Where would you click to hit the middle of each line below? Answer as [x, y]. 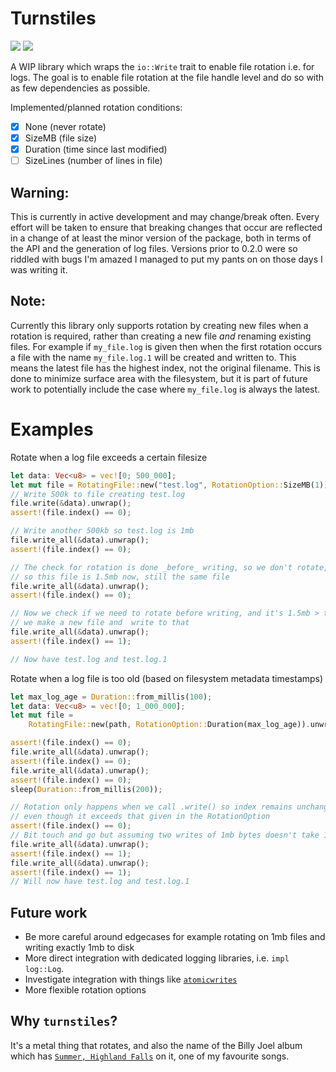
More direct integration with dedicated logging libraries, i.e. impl [157, 958]
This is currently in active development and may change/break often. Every [165, 216]
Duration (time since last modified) [96, 149]
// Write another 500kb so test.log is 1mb [102, 531]
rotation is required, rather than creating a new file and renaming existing [161, 336]
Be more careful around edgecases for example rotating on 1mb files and [175, 937]
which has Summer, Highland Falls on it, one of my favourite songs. [150, 1056]
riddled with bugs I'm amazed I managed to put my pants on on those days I [166, 259]
